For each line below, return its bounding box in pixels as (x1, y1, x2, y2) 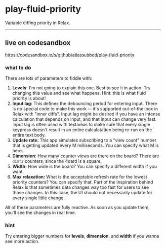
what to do (5, 64, 31, 71)
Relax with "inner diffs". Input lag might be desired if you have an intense (12, 111, 161, 117)
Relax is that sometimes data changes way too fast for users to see (12, 184, 149, 190)
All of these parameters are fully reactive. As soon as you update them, (5, 205, 150, 211)
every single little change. (12, 195, 65, 201)
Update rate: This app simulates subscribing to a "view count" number (12, 137, 157, 143)
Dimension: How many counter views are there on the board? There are (12, 153, 159, 159)
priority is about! (12, 95, 46, 102)
